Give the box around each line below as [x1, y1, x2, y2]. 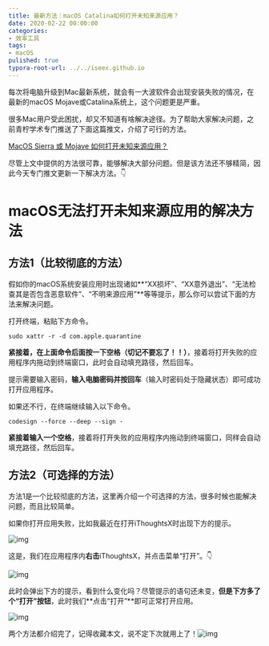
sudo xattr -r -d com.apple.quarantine [8, 332, 142, 340]
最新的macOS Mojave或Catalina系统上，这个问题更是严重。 [8, 97, 205, 107]
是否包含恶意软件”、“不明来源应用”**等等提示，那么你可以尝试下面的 [22, 289, 250, 299]
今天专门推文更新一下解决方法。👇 [14, 168, 126, 177]
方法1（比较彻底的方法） [8, 256, 130, 270]
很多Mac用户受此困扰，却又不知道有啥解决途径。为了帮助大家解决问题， [8, 114, 247, 124]
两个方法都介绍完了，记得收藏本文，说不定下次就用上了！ [8, 628, 198, 638]
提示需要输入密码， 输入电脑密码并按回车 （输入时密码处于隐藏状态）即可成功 [8, 374, 261, 384]
